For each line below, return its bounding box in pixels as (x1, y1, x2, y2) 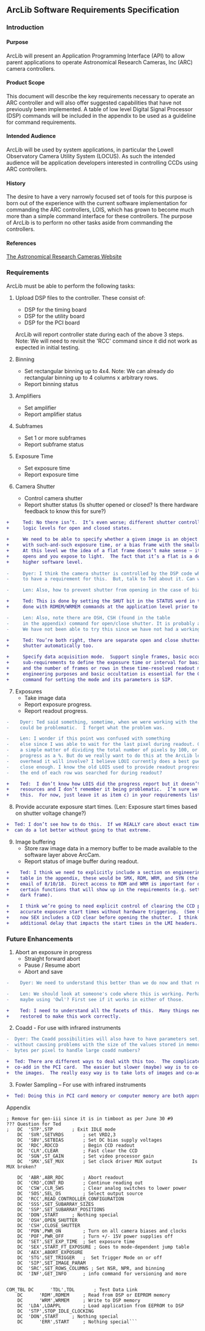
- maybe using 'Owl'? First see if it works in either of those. (6, 996, 184, 1002)
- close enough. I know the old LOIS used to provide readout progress (6, 764, 201, 770)
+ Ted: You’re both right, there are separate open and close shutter (6, 637, 201, 643)
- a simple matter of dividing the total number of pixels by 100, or (6, 747, 198, 753)
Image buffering (15, 838, 56, 845)
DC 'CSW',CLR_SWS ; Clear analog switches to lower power (17, 1185, 187, 1191)
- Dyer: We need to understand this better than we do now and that (6, 980, 192, 986)
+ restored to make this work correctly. (6, 1013, 121, 1019)
